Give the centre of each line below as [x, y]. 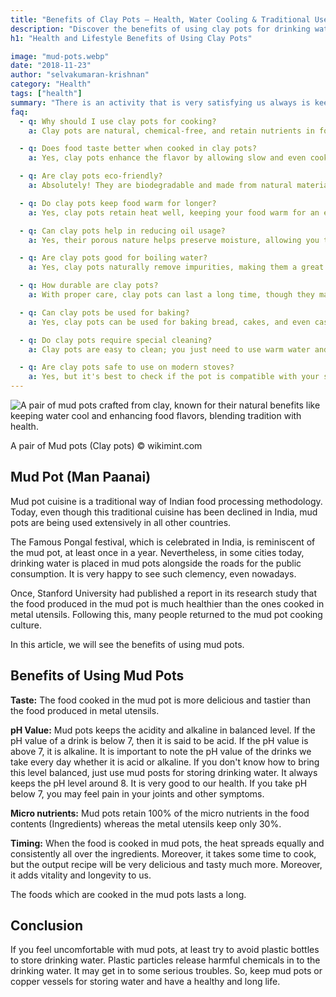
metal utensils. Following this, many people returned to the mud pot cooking [166, 614]
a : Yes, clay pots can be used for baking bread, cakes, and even [169, 322]
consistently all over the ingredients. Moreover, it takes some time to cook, [163, 853]
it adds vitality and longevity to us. [81, 875]
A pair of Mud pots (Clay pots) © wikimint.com [106, 445]
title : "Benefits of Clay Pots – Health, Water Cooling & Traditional [160, 19]
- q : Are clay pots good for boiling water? [113, 258]
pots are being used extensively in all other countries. [121, 522]
